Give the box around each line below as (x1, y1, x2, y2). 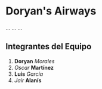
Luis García (14, 70, 44, 78)
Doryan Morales (14, 57, 55, 64)
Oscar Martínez (14, 64, 54, 71)
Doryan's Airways (5, 4, 97, 18)
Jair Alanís (14, 76, 42, 84)
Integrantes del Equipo (5, 41, 92, 52)
